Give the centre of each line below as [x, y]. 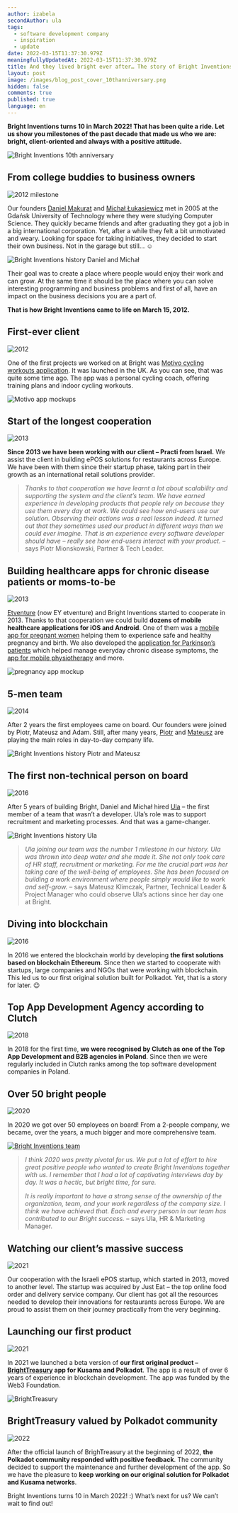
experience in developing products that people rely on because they [124, 503]
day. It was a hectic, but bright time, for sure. [91, 1182]
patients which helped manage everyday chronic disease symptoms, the [113, 651]
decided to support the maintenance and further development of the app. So [119, 1467]
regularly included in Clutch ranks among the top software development [112, 1064]
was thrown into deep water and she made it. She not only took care [125, 856]
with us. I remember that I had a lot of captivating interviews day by [124, 1175]
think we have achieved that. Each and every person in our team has [125, 1211]
